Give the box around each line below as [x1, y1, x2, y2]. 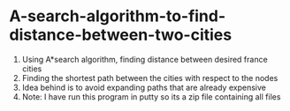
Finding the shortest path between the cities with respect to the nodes [21, 72, 279, 83]
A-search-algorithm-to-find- [9, 6, 226, 26]
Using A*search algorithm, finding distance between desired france [21, 54, 268, 64]
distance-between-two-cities [9, 25, 233, 45]
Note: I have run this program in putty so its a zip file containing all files [21, 91, 281, 102]
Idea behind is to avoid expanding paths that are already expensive [21, 82, 267, 92]
